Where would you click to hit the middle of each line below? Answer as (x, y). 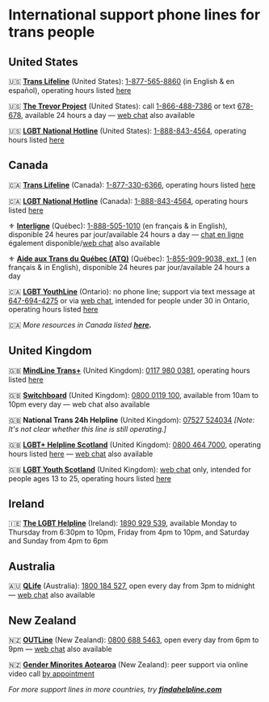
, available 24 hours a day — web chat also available (108, 115)
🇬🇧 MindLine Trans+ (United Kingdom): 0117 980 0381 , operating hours (129, 370)
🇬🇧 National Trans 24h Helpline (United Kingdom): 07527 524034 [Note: (132, 420)
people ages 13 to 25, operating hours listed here (90, 478)
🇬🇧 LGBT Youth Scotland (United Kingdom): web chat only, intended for (130, 469)
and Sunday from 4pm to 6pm (59, 541)
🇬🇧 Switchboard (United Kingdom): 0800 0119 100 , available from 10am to (133, 395)
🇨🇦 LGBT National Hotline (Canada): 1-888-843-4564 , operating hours (128, 201)
